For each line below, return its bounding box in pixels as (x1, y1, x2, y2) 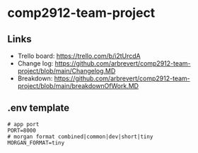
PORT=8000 (7, 127, 37, 134)
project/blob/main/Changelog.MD (17, 67, 116, 75)
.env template (7, 102, 70, 114)
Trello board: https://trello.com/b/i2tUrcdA (17, 51, 141, 60)
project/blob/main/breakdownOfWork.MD (17, 82, 139, 90)
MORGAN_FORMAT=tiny (7, 139, 65, 146)
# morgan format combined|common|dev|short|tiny (7, 133, 153, 140)
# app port (7, 121, 40, 128)
